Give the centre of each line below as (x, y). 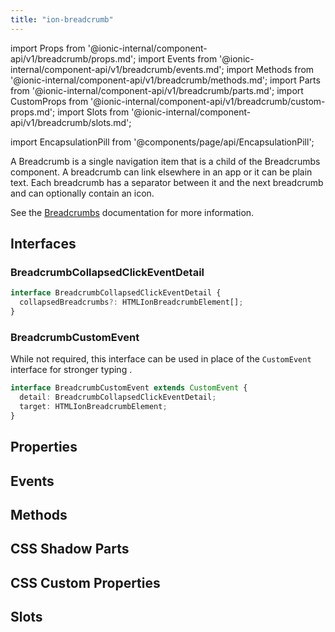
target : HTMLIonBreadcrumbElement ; (93, 406)
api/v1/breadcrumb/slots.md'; (71, 122)
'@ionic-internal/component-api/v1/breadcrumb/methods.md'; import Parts (165, 80)
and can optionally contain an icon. (82, 193)
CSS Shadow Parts (70, 549)
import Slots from (93, 112)
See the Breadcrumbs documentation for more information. (132, 212)
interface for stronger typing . (71, 370)
